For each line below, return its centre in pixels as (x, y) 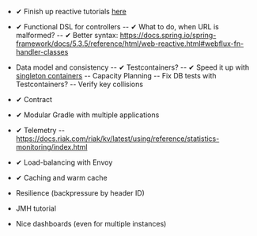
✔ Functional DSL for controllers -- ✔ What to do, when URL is (117, 27)
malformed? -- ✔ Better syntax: (67, 35)
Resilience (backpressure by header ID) (80, 193)
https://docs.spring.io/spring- (168, 35)
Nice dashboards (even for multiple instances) (91, 224)
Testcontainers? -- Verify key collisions (79, 84)
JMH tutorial (36, 208)
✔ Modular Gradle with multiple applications (87, 115)
